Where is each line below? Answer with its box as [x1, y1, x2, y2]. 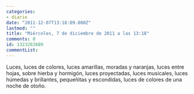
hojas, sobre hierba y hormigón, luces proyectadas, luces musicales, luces [6, 69, 188, 77]
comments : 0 [6, 36, 35, 42]
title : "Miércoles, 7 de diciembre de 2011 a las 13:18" [6, 31, 150, 37]
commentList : [6, 47, 38, 53]
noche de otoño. [6, 82, 46, 89]
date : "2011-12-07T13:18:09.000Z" [6, 20, 92, 25]
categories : [6, 8, 35, 15]
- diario [6, 14, 28, 20]
